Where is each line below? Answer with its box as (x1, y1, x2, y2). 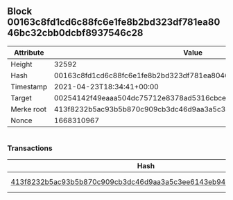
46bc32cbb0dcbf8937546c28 (7, 27, 144, 39)
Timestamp (10, 82, 48, 91)
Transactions (7, 143, 53, 153)
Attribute (13, 48, 44, 57)
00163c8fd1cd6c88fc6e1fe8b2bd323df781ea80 (7, 17, 221, 28)
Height (10, 59, 33, 69)
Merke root (10, 104, 47, 113)
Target (10, 93, 33, 102)
